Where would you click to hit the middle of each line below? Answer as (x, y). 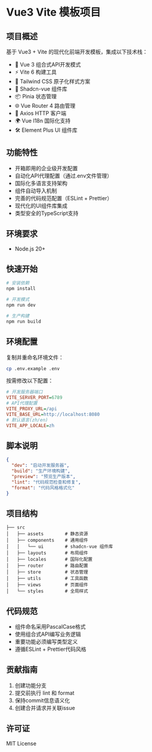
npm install (21, 289)
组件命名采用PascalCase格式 (50, 627)
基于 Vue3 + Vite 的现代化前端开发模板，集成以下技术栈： (77, 52)
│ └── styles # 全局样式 (47, 591)
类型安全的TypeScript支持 (46, 213)
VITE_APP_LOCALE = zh (30, 425)
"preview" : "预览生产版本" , (44, 476)
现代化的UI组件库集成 (41, 206)
